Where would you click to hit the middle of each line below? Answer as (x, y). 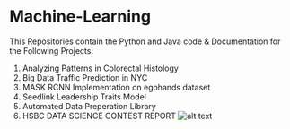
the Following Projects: (52, 50)
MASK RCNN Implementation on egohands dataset (116, 87)
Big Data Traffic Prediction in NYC (85, 77)
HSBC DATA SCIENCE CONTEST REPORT (99, 116)
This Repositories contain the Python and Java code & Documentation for (145, 41)
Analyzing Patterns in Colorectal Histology (101, 68)
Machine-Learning (80, 17)
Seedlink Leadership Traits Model (84, 97)
